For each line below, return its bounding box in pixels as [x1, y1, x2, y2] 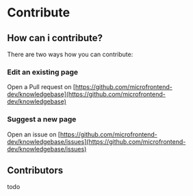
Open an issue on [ [7, 130, 60, 138]
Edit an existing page [7, 67, 79, 77]
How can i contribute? [7, 32, 103, 44]
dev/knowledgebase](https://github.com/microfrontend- [7, 90, 166, 99]
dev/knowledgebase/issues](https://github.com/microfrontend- [7, 137, 186, 145]
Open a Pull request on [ [7, 83, 76, 91]
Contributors [7, 164, 64, 176]
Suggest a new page [7, 114, 77, 124]
